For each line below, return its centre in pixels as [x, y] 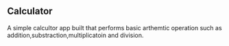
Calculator [30, 11]
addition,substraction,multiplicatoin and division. [75, 35]
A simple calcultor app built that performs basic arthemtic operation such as [114, 27]
